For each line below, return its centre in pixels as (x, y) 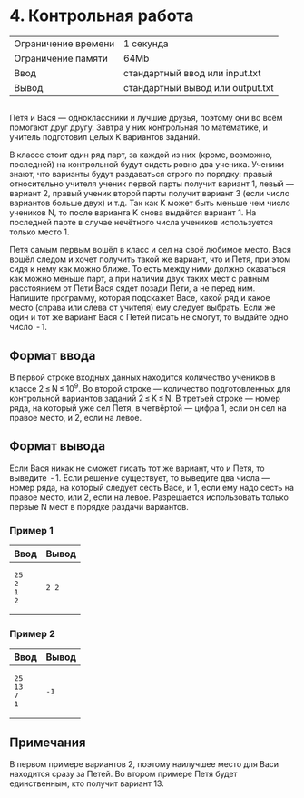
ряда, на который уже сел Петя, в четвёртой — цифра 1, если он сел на (148, 408)
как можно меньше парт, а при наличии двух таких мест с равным (139, 279)
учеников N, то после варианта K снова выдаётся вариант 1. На (133, 213)
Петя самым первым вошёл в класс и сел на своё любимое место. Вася (151, 250)
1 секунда (147, 44)
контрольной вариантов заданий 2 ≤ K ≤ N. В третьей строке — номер (145, 398)
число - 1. (29, 327)
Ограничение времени (64, 44)
